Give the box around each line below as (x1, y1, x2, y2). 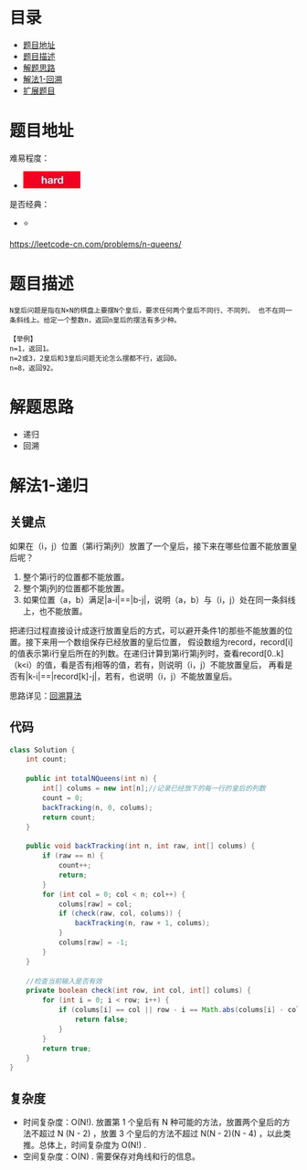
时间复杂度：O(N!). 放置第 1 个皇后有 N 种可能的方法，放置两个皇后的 (22, 1117, 283, 1128)
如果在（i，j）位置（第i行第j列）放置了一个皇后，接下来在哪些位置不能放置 (9, 540, 290, 552)
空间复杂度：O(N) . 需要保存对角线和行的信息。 (22, 1151, 201, 1162)
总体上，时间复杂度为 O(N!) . (38, 1140, 147, 1151)
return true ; (42, 1044, 92, 1053)
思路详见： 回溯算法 (9, 690, 82, 701)
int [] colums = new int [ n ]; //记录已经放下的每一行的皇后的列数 (42, 784, 267, 794)
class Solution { (9, 745, 76, 754)
